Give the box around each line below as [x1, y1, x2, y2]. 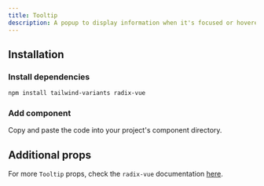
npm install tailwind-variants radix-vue [8, 89, 146, 97]
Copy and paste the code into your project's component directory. [8, 126, 222, 135]
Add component [8, 108, 71, 119]
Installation [8, 48, 64, 61]
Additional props [8, 148, 92, 162]
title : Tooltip [8, 11, 58, 20]
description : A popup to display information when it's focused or [8, 19, 234, 27]
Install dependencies [8, 71, 90, 82]
